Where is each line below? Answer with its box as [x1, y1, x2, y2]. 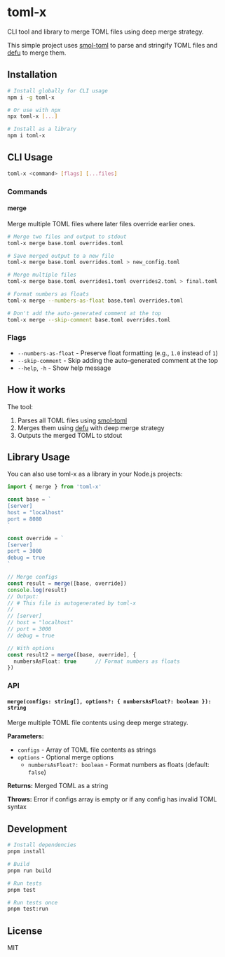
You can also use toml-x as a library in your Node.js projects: [7, 470, 183, 478]
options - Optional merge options [17, 753, 114, 762]
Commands [7, 186, 48, 196]
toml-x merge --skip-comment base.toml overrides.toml [7, 316, 171, 323]
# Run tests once [7, 899, 58, 906]
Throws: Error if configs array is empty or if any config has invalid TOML [7, 795, 217, 804]
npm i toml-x [7, 132, 46, 139]
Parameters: [7, 732, 44, 741]
